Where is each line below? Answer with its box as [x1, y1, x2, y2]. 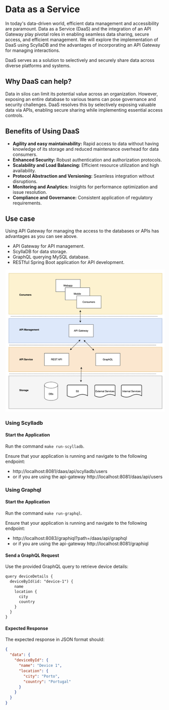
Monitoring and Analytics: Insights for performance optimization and [12, 184, 158, 190]
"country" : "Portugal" [23, 679, 71, 684]
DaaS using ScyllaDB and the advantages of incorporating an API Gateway [5, 42, 160, 48]
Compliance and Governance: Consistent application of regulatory [12, 194, 153, 200]
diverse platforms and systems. [5, 62, 71, 69]
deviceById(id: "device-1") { [10, 579, 73, 584]
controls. [5, 112, 24, 118]
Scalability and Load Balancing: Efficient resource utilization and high [12, 162, 159, 168]
